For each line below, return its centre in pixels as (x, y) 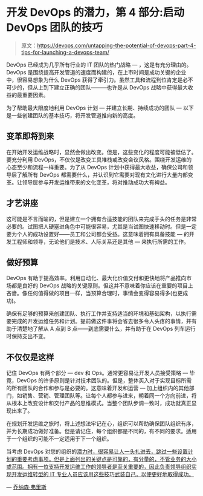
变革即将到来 (30, 136)
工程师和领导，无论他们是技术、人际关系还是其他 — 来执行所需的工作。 (100, 241)
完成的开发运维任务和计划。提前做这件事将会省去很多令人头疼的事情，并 (101, 321)
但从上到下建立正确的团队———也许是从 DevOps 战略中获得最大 (108, 87)
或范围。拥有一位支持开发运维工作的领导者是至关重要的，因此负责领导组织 (99, 467)
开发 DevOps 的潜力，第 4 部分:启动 (95, 12)
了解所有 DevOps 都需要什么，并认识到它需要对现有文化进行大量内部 (102, 175)
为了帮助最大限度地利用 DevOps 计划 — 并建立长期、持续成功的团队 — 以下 (100, 108)
